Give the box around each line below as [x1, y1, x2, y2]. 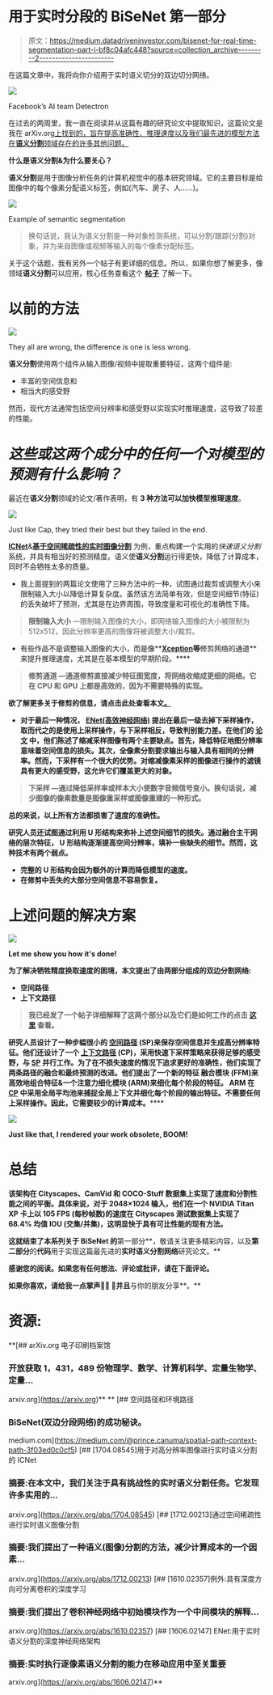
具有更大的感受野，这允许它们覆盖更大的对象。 [19, 765, 176, 775]
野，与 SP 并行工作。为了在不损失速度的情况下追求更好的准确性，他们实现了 [8, 1057, 262, 1067]
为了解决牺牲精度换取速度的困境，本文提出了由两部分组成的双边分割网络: [8, 965, 252, 975]
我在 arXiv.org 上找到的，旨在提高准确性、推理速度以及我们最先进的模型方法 [8, 128, 260, 138]
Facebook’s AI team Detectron [8, 101, 109, 111]
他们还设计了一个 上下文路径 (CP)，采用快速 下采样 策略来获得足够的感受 [22, 1047, 261, 1057]
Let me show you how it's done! [8, 948, 117, 959]
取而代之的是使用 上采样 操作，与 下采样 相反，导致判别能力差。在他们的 [19, 725, 254, 735]
